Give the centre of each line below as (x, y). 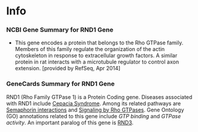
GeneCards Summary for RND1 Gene (61, 84)
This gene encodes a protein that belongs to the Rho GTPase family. (99, 43)
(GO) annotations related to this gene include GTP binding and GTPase (94, 116)
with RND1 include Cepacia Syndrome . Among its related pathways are (94, 103)
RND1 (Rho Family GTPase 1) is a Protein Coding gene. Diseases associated (99, 97)
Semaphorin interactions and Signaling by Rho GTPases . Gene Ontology (95, 110)
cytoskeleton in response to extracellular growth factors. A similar (96, 56)
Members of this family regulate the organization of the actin (90, 49)
